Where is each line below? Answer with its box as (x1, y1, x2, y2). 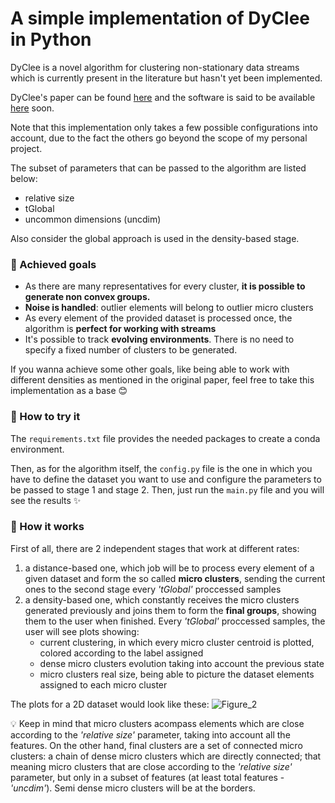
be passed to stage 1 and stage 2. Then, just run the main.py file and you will (10, 483, 325, 496)
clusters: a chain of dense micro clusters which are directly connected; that (10, 750, 322, 762)
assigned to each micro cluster (39, 678, 168, 691)
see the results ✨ (10, 494, 82, 506)
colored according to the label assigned (39, 647, 204, 659)
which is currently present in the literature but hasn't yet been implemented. (10, 72, 323, 84)
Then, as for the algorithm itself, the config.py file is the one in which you (10, 462, 313, 474)
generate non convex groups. (24, 291, 151, 303)
